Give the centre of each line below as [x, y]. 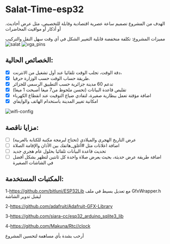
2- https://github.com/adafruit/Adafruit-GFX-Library [59, 206]
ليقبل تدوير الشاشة [23, 196]
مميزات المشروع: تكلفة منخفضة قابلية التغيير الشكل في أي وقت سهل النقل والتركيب [85, 39]
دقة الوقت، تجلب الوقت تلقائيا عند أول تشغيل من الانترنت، [67, 72]
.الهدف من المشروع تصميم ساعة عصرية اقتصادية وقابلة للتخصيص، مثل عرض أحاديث [85, 23]
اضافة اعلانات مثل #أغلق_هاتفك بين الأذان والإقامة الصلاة [66, 145]
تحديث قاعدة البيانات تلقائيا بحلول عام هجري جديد [59, 151]
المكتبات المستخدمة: [35, 179]
